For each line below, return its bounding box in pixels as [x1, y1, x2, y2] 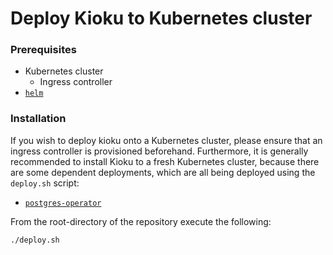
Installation [10, 112, 67, 126]
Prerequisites [10, 43, 77, 57]
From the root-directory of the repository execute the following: [10, 215, 272, 227]
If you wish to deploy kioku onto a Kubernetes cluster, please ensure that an [10, 134, 323, 146]
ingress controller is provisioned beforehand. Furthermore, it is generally [10, 145, 309, 157]
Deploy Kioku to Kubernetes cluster [10, 7, 313, 30]
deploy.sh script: [10, 177, 80, 189]
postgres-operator [24, 198, 102, 208]
